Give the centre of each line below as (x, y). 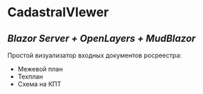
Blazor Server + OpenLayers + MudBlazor (101, 39)
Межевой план (40, 69)
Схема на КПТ (39, 84)
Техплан (30, 76)
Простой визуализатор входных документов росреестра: (95, 55)
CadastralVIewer (58, 12)
